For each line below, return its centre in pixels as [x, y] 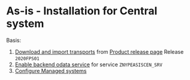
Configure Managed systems [51, 70]
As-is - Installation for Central [82, 11]
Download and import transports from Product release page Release [99, 51]
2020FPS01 [27, 59]
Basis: [14, 40]
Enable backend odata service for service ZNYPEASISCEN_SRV [89, 64]
